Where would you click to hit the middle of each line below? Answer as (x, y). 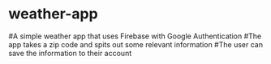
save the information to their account (70, 53)
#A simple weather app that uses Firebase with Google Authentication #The (135, 36)
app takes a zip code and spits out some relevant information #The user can (136, 44)
